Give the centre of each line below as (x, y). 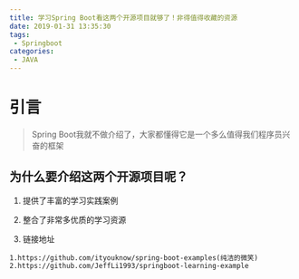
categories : (32, 52)
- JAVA (26, 60)
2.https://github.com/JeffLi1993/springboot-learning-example (129, 265)
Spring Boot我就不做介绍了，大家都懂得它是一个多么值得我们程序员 (157, 134)
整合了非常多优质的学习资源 (74, 219)
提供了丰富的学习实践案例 (70, 200)
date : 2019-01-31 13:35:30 (60, 26)
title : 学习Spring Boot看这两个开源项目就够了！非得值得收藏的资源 (124, 18)
